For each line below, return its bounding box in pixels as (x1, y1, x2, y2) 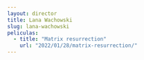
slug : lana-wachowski (7, 23, 70, 30)
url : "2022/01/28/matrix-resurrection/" (19, 42, 138, 49)
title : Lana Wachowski (7, 17, 73, 23)
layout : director (7, 10, 57, 17)
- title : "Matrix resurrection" (13, 36, 107, 43)
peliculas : (7, 29, 39, 37)
